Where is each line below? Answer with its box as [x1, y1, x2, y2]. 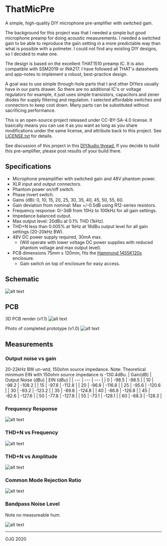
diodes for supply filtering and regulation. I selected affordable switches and [5, 96, 162, 103]
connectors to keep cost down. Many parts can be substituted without [5, 102, 149, 108]
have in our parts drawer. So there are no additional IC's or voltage [5, 86, 142, 92]
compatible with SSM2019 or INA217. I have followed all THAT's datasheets [5, 66, 159, 72]
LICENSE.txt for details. [5, 133, 53, 139]
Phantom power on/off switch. [12, 186, 75, 192]
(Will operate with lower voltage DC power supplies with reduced [19, 239, 153, 245]
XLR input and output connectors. [12, 181, 82, 187]
